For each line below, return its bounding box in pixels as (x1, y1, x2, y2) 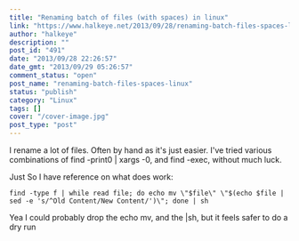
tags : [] (9, 104, 42, 113)
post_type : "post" (9, 121, 77, 130)
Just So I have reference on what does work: (9, 172, 174, 182)
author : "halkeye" (9, 29, 77, 38)
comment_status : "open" (9, 71, 98, 80)
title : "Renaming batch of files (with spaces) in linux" (9, 12, 229, 22)
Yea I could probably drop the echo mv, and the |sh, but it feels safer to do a (9, 213, 288, 222)
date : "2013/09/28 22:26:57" (9, 54, 117, 63)
